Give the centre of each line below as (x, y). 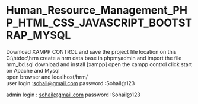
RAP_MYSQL (39, 35)
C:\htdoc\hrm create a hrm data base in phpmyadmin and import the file (94, 58)
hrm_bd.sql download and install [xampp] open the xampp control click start (99, 64)
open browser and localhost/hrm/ (47, 77)
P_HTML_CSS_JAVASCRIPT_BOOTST (99, 23)
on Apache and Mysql (33, 70)
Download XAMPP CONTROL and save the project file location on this (91, 51)
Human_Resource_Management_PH (97, 10)
